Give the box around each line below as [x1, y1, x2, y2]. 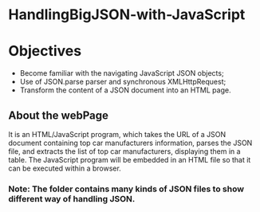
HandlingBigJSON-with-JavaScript [8, 6, 246, 24]
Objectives [8, 42, 82, 61]
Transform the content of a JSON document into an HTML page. [19, 85, 231, 95]
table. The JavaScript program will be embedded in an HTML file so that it [8, 155, 251, 164]
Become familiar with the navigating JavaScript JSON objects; [19, 69, 225, 78]
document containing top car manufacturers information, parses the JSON [8, 138, 253, 147]
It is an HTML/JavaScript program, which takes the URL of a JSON [8, 129, 227, 139]
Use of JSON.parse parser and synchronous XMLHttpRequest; [19, 77, 227, 87]
